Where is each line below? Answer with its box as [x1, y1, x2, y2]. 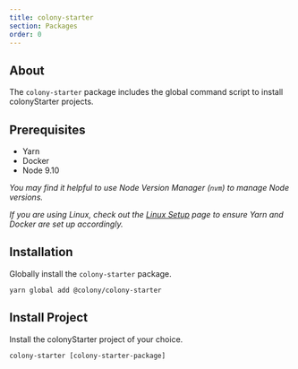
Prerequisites [9, 122, 86, 137]
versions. [9, 192, 43, 202]
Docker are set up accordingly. [9, 219, 123, 229]
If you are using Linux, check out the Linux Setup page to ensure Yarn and [9, 210, 284, 219]
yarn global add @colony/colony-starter [9, 286, 163, 295]
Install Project [9, 310, 88, 325]
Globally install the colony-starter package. [9, 268, 172, 279]
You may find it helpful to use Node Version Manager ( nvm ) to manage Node [9, 183, 289, 193]
